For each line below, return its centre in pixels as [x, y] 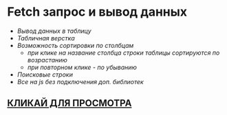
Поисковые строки [45, 74]
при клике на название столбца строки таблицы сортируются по [123, 53]
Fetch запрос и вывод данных [97, 12]
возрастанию [47, 60]
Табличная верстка [46, 38]
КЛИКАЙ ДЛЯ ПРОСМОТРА [69, 103]
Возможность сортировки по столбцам [75, 45]
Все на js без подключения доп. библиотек [80, 81]
